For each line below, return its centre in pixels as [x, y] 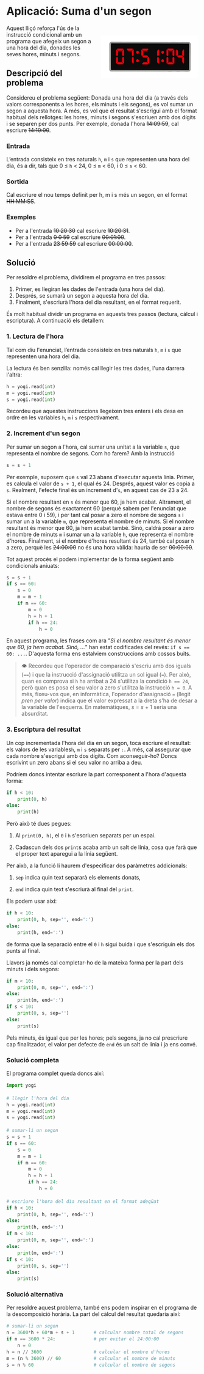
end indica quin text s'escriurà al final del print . [74, 889]
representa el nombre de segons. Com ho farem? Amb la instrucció [90, 453]
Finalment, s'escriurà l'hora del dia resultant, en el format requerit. [98, 302]
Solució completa [33, 1060]
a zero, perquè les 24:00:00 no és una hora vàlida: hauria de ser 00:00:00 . [100, 547]
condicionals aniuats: [33, 565]
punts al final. [23, 950]
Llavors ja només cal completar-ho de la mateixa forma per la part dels [95, 962]
